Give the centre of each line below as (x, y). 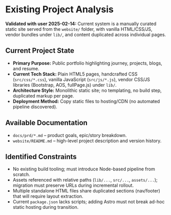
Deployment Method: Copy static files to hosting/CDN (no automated (86, 101)
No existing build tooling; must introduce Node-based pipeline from (84, 169)
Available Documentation (47, 123)
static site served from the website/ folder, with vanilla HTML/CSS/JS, (79, 29)
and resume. (26, 68)
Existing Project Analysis (60, 9)
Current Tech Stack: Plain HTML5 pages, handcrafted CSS (75, 74)
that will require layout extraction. (48, 197)
